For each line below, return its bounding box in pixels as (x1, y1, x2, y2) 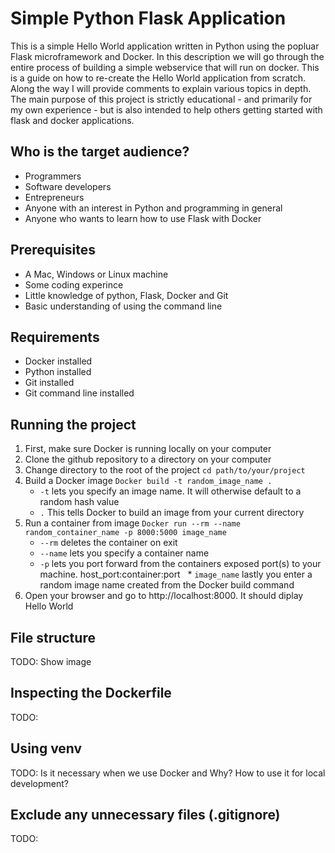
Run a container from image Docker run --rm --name (24, 517, 241, 529)
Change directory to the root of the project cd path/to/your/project (24, 464, 306, 476)
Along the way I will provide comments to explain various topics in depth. (10, 82, 312, 94)
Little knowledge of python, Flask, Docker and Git (24, 289, 229, 301)
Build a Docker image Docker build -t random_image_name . (24, 475, 273, 487)
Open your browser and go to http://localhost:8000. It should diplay (24, 590, 304, 602)
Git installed (24, 377, 75, 389)
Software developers (24, 180, 112, 192)
